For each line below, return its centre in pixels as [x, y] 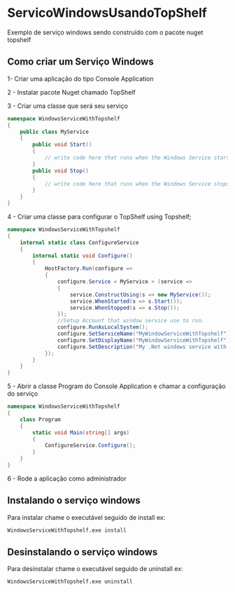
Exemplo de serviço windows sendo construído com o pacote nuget [105, 32]
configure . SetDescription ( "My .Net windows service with [142, 347]
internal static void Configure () [83, 256]
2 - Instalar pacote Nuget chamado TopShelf [71, 92]
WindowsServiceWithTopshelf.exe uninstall [70, 582]
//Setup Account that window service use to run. [131, 321]
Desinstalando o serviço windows [83, 552]
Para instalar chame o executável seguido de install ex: [86, 517]
